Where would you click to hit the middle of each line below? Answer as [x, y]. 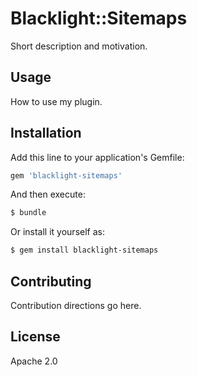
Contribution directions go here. [76, 305]
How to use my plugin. [56, 101]
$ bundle [28, 213]
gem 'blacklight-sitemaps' [66, 175]
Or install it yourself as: [57, 232]
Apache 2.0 [34, 361]
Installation [46, 133]
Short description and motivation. [79, 46]
